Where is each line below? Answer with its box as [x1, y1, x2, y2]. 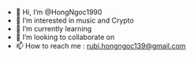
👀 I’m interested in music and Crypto [15, 16, 134, 25]
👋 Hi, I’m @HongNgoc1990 [15, 8, 103, 16]
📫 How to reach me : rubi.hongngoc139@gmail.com [15, 42, 186, 50]
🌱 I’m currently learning [15, 24, 92, 33]
